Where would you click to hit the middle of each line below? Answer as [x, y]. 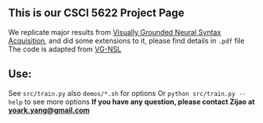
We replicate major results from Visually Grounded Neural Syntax [115, 32]
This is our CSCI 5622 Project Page [97, 13]
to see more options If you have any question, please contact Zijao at [140, 102]
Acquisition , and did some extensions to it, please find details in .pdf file [126, 40]
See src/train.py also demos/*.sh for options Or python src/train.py [122, 93]
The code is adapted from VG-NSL [65, 49]
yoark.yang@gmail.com [49, 110]
